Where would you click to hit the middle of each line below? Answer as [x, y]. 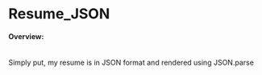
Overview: [26, 36]
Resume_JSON [59, 14]
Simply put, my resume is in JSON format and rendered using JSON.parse [131, 63]
